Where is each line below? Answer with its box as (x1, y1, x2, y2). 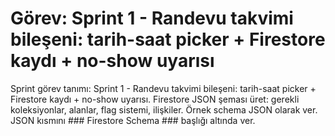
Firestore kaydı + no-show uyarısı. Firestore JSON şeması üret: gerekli (10, 93, 300, 105)
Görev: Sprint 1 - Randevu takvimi (10, 7, 294, 30)
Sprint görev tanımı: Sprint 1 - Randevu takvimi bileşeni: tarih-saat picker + (10, 82, 317, 94)
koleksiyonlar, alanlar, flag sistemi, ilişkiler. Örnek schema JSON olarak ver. (10, 103, 318, 116)
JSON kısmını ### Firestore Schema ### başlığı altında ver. (10, 114, 256, 126)
